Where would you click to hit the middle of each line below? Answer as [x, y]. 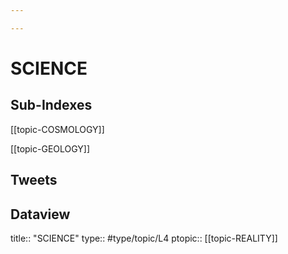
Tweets [34, 180]
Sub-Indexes [51, 105]
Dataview [40, 214]
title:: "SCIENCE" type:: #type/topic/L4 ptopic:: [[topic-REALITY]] [144, 238]
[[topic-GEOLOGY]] [50, 148]
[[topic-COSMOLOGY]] [57, 129]
